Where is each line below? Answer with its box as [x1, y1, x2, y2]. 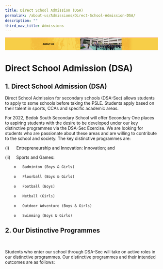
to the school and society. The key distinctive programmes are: [5, 135, 131, 141]
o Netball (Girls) [14, 194, 55, 199]
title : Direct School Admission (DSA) [5, 8, 83, 13]
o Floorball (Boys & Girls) [14, 174, 75, 179]
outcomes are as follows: [5, 259, 55, 265]
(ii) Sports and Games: [5, 154, 55, 160]
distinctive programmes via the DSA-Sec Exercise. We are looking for [5, 125, 144, 131]
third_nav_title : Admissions [5, 23, 64, 28]
